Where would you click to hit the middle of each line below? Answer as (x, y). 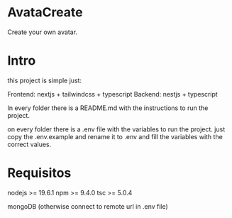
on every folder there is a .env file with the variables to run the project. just (116, 129)
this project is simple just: (45, 80)
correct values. (29, 144)
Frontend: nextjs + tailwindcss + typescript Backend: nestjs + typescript (112, 94)
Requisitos (39, 173)
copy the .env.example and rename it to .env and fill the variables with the (115, 136)
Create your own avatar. (43, 32)
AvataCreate (45, 12)
